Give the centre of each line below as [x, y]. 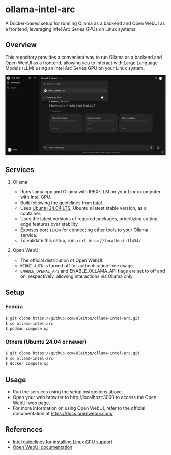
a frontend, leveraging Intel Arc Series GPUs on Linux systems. [71, 29]
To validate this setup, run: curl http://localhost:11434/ [81, 241]
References [24, 429]
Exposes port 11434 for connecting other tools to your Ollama [84, 230]
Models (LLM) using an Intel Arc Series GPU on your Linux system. [75, 68]
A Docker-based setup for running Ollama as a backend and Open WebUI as [85, 23]
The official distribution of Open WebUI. [62, 260]
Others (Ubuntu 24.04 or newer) [46, 342]
